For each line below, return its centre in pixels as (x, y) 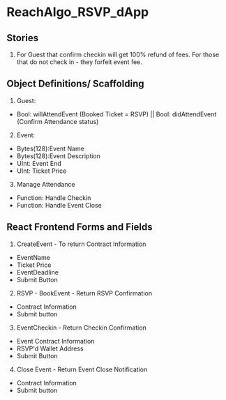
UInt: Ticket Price (42, 171)
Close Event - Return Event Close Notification (82, 369)
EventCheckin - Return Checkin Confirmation (82, 328)
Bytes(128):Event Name (50, 148)
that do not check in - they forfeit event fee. (79, 62)
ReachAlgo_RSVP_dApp (78, 12)
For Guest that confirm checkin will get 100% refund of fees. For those (118, 54)
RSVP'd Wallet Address (50, 348)
